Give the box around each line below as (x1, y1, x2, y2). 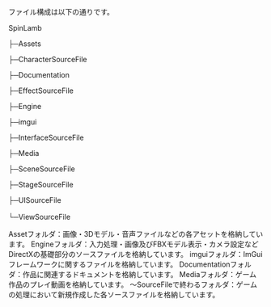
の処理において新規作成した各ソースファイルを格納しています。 (8, 290, 220, 299)
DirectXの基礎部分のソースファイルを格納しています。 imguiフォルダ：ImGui (8, 250, 263, 259)
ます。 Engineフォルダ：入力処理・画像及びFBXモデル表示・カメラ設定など (8, 239, 259, 249)
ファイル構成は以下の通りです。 (8, 7, 115, 16)
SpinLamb (8, 23, 42, 32)
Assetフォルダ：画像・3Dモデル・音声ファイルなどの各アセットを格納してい (8, 229, 264, 238)
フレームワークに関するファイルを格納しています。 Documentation (8, 259, 231, 269)
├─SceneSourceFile (8, 164, 75, 174)
